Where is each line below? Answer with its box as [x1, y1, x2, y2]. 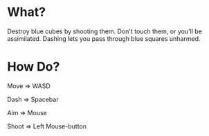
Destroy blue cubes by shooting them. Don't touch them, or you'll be [7, 27, 203, 35]
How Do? [7, 59, 60, 75]
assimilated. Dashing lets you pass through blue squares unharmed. [7, 34, 201, 42]
